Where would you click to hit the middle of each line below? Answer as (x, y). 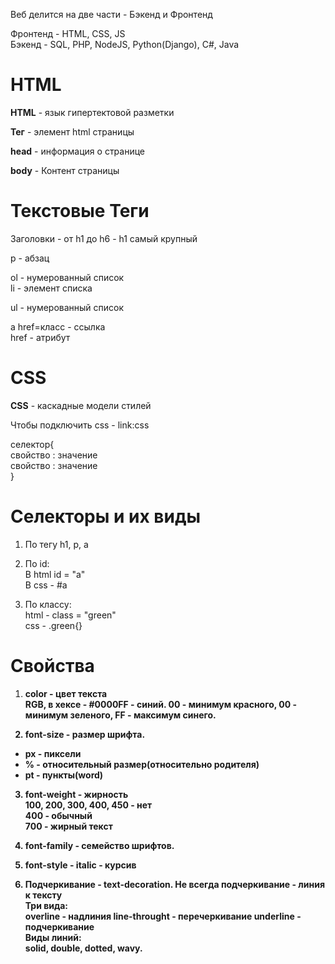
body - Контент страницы (65, 170)
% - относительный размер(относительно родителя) (142, 764)
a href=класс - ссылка (58, 326)
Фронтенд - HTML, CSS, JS (68, 33)
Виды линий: (53, 937)
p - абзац (30, 258)
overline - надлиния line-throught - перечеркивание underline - (163, 916)
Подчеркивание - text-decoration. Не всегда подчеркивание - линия (174, 884)
